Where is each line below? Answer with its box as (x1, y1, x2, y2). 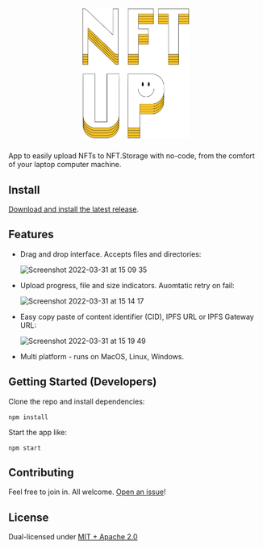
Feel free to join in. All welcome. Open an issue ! (8, 487, 166, 497)
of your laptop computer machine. (8, 160, 122, 170)
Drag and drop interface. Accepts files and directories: (19, 249, 202, 258)
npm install (8, 413, 48, 421)
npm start (8, 444, 42, 452)
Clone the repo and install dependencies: (8, 396, 145, 406)
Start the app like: (8, 427, 67, 437)
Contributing (8, 465, 74, 480)
